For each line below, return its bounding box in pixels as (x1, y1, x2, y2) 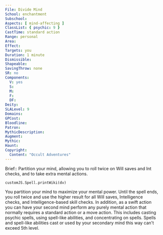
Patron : (5, 125, 21, 130)
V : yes (9, 79, 23, 84)
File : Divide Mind (5, 7, 42, 12)
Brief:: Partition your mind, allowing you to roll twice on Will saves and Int (5, 165, 152, 171)
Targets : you (5, 48, 32, 53)
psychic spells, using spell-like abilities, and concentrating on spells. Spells (5, 215, 156, 220)
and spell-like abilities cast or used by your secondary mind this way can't (5, 220, 154, 226)
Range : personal (5, 35, 38, 39)
